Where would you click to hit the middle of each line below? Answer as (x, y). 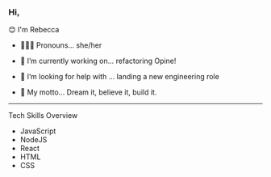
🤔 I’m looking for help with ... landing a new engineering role (119, 77)
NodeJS (33, 140)
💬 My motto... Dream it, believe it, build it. (88, 92)
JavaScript (38, 131)
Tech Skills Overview (43, 116)
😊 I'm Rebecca (34, 30)
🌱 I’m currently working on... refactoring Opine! (98, 61)
